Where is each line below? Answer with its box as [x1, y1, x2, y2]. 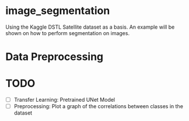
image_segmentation [5, 4, 110, 18]
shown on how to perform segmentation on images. [5, 29, 129, 36]
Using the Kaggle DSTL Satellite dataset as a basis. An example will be [5, 23, 175, 30]
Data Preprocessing [5, 50, 104, 64]
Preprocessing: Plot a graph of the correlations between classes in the [13, 103, 183, 110]
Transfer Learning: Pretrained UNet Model [13, 96, 116, 103]
